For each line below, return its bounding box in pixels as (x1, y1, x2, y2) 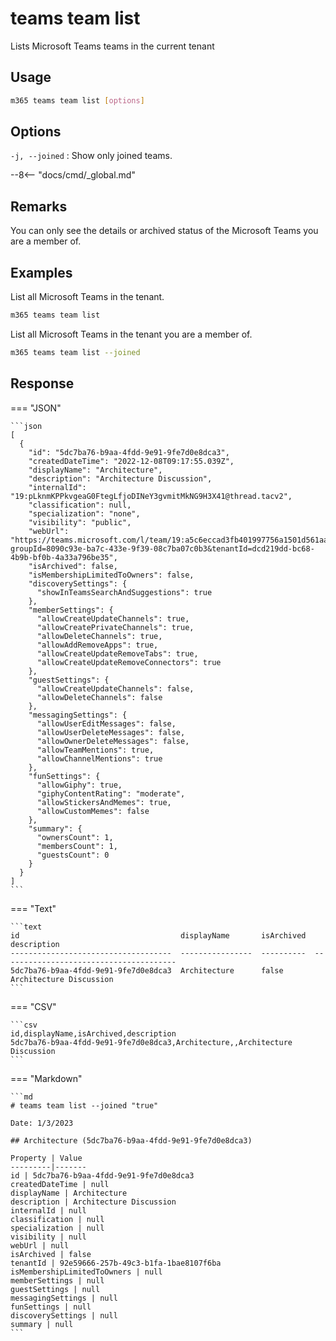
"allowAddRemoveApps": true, (36, 640, 159, 650)
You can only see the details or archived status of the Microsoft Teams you (10, 225, 319, 237)
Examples (10, 264, 73, 281)
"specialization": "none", (28, 508, 141, 519)
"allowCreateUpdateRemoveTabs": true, (36, 648, 199, 659)
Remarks (10, 198, 68, 215)
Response (10, 375, 75, 392)
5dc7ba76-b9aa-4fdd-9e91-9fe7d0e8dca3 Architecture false (10, 965, 284, 976)
